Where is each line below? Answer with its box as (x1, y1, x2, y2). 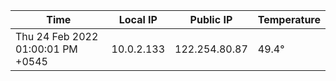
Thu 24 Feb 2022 (15, 30, 99, 43)
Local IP (118, 13, 158, 26)
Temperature (257, 13, 321, 26)
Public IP (189, 13, 233, 26)
